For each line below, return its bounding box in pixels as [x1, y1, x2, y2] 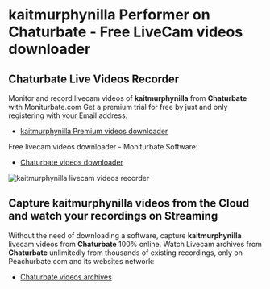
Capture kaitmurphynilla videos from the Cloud [8, 196, 250, 211]
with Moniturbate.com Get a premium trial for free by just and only [8, 103, 228, 111]
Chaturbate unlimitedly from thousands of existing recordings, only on [8, 248, 243, 258]
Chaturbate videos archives [19, 272, 113, 282]
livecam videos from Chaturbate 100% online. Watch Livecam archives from [8, 239, 262, 249]
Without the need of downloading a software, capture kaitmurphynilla [8, 230, 242, 240]
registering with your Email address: [8, 111, 128, 120]
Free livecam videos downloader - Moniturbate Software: [8, 142, 198, 151]
